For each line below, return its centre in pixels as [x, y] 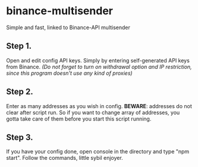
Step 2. [20, 92]
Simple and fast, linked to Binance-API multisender [68, 27]
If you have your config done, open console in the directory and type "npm [98, 152]
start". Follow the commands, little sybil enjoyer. [65, 158]
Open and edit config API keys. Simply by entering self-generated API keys [98, 60]
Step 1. [19, 46]
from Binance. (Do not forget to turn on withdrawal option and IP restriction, [99, 67]
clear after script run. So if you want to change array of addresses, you [93, 112]
